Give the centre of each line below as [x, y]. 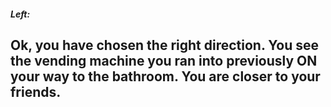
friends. [36, 91]
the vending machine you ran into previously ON [164, 60]
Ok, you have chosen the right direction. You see [165, 45]
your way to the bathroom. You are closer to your [165, 76]
